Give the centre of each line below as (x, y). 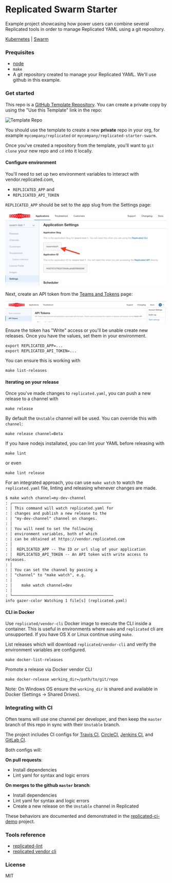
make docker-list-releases (34, 660)
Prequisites (20, 52)
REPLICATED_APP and (34, 189)
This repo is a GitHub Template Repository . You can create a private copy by (86, 104)
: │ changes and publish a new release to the (56, 514)
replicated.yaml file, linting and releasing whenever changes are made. (81, 488)
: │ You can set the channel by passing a (51, 570)
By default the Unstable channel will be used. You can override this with (81, 418)
